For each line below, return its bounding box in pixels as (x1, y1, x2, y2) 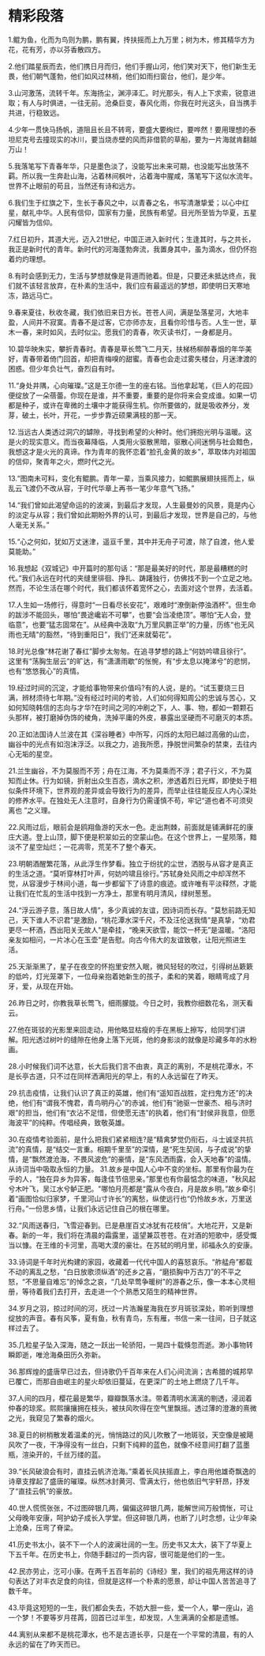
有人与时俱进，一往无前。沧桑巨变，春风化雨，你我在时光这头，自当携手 (21, 98, 257, 108)
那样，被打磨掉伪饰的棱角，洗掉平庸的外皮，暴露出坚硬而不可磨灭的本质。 (14, 712, 257, 722)
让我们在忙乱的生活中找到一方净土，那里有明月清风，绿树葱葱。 (8, 888, 215, 898)
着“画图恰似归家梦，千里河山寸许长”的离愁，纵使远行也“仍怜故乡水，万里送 (8, 1194, 252, 1203)
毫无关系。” (14, 519, 50, 530)
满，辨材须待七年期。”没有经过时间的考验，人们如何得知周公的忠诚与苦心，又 (8, 692, 257, 702)
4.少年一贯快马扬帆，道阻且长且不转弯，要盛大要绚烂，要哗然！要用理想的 (8, 124, 250, 134)
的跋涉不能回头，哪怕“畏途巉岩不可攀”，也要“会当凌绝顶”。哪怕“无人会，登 (8, 609, 252, 619)
